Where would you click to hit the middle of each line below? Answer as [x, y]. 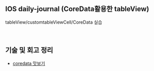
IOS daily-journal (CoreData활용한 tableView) [77, 9]
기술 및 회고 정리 [29, 50]
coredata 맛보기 [29, 63]
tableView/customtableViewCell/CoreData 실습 [54, 22]
